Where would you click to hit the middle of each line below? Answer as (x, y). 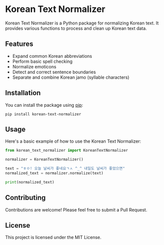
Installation (23, 93)
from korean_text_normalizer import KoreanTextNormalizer (67, 151)
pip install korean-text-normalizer (43, 114)
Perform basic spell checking (42, 61)
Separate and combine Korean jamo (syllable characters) (71, 77)
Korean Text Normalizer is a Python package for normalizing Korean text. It (82, 23)
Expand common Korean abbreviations (52, 56)
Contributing (25, 198)
